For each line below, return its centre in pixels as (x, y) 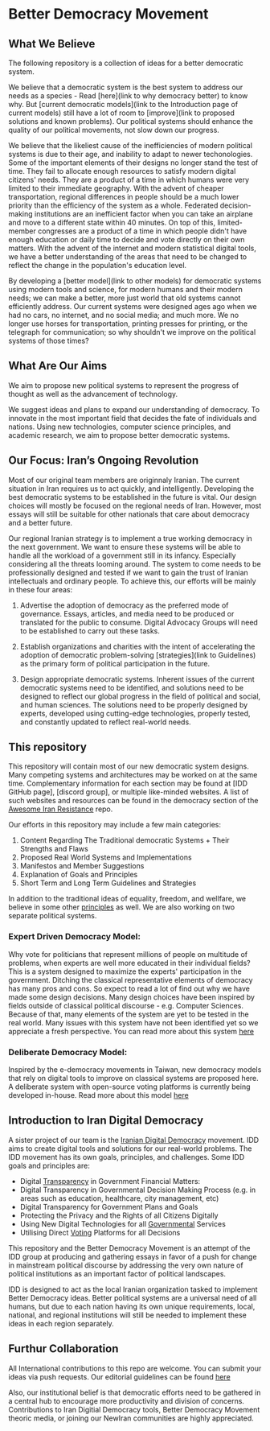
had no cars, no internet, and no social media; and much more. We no (124, 315)
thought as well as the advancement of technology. (93, 394)
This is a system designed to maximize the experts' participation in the (125, 971)
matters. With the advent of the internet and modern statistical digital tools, (133, 248)
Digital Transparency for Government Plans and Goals (109, 1206)
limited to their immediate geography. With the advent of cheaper (117, 188)
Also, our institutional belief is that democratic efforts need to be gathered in (135, 1392)
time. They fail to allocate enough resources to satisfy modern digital (122, 171)
